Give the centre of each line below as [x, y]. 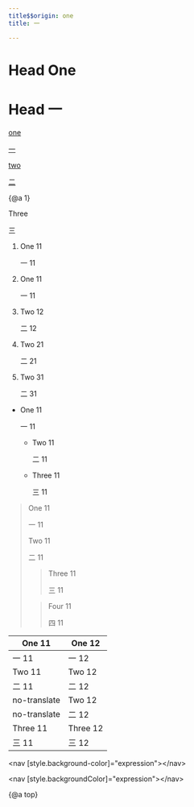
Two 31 [32, 377]
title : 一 [24, 23]
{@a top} [23, 794]
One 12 [86, 643]
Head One [42, 70]
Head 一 [35, 109]
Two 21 [32, 344]
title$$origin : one [41, 16]
